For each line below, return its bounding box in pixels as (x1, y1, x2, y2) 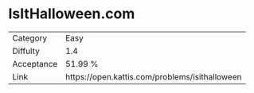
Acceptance (12, 58, 58, 69)
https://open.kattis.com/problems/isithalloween (64, 71, 242, 82)
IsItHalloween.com (8, 5, 135, 23)
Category (12, 33, 48, 44)
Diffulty (12, 45, 40, 56)
